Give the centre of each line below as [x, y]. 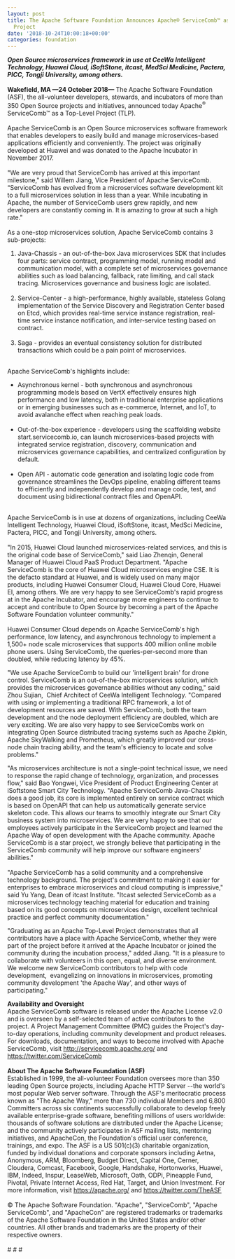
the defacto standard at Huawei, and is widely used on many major [104, 577]
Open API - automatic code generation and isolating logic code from [116, 474]
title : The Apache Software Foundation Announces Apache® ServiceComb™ [114, 20]
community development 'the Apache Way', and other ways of [97, 983]
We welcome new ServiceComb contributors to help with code [97, 967]
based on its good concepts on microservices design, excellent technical [113, 909]
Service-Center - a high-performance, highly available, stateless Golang [121, 298]
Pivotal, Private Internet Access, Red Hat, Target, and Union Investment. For [116, 1183]
